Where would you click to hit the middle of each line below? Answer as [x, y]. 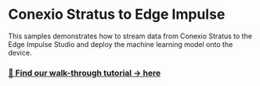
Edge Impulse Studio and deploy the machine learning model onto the [121, 44]
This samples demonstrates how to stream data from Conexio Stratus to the [130, 36]
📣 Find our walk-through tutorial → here [85, 73]
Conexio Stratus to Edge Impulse [117, 14]
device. [20, 52]
